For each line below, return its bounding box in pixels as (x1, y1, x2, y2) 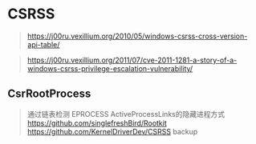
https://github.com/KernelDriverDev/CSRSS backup (26, 126, 198, 136)
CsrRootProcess (7, 87, 91, 101)
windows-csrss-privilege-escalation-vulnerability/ (26, 63, 193, 73)
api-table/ (26, 39, 60, 49)
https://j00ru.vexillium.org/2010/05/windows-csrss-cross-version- (26, 31, 248, 41)
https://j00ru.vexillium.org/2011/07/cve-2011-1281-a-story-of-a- (26, 55, 238, 65)
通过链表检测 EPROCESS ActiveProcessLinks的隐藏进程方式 (26, 109, 226, 118)
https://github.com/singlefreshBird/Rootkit (26, 118, 168, 128)
